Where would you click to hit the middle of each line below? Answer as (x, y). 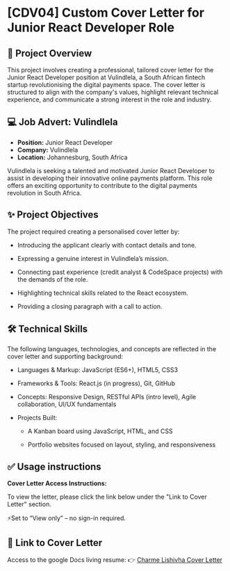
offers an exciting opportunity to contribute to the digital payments (102, 185)
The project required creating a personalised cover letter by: (93, 232)
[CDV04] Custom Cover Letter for (106, 13)
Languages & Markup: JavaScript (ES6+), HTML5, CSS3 (98, 370)
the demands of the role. (52, 279)
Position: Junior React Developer (65, 142)
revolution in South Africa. (44, 193)
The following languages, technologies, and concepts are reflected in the (112, 349)
